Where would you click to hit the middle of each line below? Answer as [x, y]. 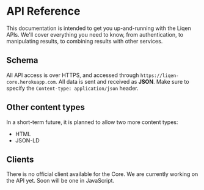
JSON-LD [27, 140]
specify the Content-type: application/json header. [72, 88]
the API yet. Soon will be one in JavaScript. [60, 181]
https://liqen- [159, 75]
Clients [20, 159]
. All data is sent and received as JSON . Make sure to [122, 81]
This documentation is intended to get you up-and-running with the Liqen [99, 28]
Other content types [46, 107]
